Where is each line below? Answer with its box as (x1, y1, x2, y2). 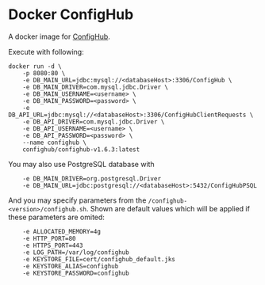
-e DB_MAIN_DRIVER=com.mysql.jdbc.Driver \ (22, 83, 169, 91)
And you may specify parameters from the (8, 196, 147, 205)
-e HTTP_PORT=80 (22, 234, 77, 242)
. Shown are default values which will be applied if (86, 203, 250, 213)
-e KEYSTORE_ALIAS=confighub (22, 262, 119, 270)
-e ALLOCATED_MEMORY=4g (22, 227, 102, 235)
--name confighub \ (22, 139, 87, 146)
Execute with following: (8, 47, 85, 56)
